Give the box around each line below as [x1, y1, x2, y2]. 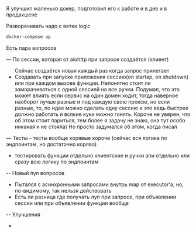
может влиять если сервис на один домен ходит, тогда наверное [14, 92, 178, 99]
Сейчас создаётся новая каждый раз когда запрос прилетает [14, 67, 170, 74]
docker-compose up [6, 34, 51, 40]
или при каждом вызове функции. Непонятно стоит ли [14, 79, 151, 87]
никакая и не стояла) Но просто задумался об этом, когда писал [14, 123, 177, 130]
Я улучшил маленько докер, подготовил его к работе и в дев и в [6, 5, 167, 12]
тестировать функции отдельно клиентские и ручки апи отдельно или [14, 152, 190, 159]
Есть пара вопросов [6, 44, 57, 52]
